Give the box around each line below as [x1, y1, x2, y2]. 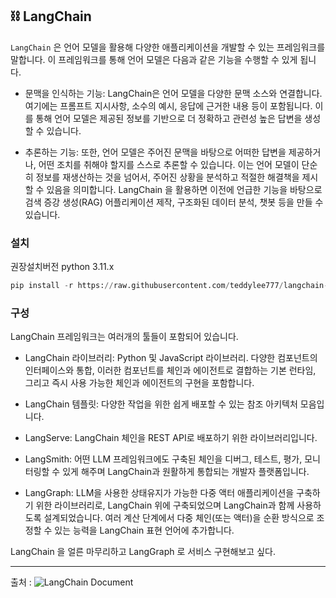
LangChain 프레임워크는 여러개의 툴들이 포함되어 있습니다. [10, 331, 239, 343]
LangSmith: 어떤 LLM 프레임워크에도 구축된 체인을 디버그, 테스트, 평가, [24, 453, 303, 465]
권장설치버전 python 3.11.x [10, 261, 115, 273]
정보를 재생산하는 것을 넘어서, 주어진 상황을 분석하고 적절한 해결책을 [35, 171, 300, 183]
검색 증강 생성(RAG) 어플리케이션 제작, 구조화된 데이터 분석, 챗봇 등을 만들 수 [24, 196, 324, 208]
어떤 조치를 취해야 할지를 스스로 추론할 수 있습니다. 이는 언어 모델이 [38, 158, 300, 170]
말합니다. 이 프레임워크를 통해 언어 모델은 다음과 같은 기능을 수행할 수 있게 [10, 53, 298, 65]
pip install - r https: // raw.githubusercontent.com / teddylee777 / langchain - [10, 281, 329, 291]
